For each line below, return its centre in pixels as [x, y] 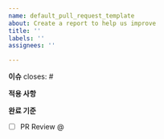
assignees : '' [32, 46]
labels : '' [27, 38]
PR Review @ [42, 127]
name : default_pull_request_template [72, 16]
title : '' [25, 31]
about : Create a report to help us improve [82, 23]
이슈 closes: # [31, 76]
